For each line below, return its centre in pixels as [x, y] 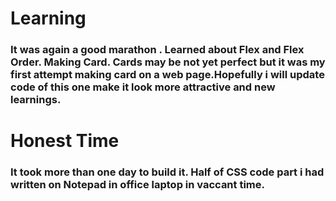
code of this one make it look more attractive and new [143, 87]
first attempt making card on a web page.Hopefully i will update [167, 75]
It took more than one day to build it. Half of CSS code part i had [167, 172]
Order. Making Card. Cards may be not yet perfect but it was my [168, 62]
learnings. [36, 100]
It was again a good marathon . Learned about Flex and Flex [157, 50]
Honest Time [65, 141]
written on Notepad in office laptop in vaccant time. [137, 185]
